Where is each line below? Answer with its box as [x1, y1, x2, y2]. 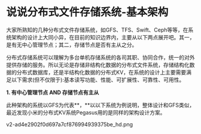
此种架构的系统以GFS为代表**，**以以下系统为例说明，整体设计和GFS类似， [6, 101, 195, 108]
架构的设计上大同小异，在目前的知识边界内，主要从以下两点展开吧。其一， [11, 33, 195, 40]
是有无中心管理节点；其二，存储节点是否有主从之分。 [6, 41, 138, 48]
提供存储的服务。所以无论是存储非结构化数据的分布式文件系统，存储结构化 [6, 61, 190, 68]
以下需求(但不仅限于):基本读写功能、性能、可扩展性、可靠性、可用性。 [11, 76, 185, 83]
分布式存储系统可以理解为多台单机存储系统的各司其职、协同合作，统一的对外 [6, 54, 195, 61]
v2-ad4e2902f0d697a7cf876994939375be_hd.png [6, 120, 133, 128]
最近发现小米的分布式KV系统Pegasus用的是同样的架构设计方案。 [6, 108, 166, 116]
